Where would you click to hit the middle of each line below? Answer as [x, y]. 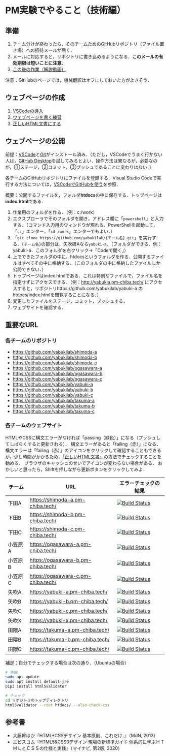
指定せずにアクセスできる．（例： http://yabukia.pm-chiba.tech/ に [81, 282]
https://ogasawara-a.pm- [60, 544]
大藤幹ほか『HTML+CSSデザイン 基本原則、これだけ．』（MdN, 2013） [85, 735]
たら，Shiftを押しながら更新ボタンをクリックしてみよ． [90, 469]
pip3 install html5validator [36, 686]
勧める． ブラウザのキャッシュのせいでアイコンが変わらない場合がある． [81, 463]
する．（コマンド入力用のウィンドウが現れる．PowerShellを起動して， [85, 225]
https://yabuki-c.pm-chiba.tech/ [69, 611]
